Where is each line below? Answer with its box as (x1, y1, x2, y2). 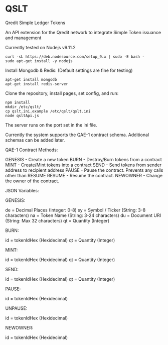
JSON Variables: (5, 187, 39, 193)
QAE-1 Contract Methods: (5, 147, 58, 153)
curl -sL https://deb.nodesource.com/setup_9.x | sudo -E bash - (5, 54, 144, 59)
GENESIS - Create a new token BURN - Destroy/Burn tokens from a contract (5, 156, 162, 162)
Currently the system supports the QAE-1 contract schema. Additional (5, 132, 149, 138)
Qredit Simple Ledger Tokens (5, 20, 66, 26)
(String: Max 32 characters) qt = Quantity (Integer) (5, 217, 109, 223)
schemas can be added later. (5, 137, 65, 143)
